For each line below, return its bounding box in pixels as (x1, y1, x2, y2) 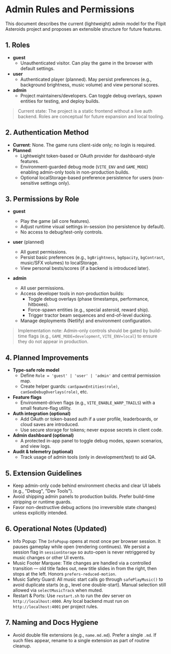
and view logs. (20, 443, 51, 449)
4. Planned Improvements (5, 353, 89, 362)
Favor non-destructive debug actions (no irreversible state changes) (12, 504, 157, 510)
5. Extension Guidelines (5, 469, 82, 477)
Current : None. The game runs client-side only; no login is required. (12, 142, 156, 148)
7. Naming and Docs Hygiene (5, 618, 99, 627)
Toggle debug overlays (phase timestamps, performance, (28, 296, 149, 302)
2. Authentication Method (5, 128, 89, 137)
